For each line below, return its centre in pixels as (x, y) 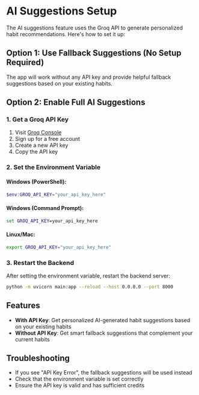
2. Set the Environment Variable (54, 167)
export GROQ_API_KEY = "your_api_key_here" (59, 247)
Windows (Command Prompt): (45, 208)
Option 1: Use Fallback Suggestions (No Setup (94, 53)
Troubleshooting (38, 358)
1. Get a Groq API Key (38, 120)
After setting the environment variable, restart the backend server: (88, 276)
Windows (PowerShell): (36, 181)
